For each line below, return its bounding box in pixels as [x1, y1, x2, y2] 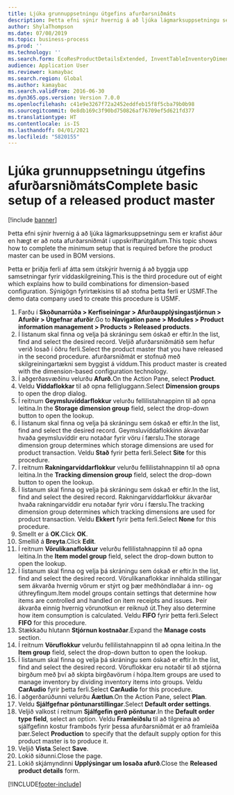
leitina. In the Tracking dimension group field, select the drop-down [17, 471, 212, 479]
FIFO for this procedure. [17, 619, 87, 627]
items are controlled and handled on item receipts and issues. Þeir [17, 597, 208, 605]
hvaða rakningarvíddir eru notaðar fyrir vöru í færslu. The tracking [17, 501, 205, 509]
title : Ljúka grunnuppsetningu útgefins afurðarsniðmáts [8, 10, 176, 17]
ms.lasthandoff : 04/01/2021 [8, 127, 90, 134]
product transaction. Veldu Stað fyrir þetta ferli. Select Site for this [17, 448, 207, 457]
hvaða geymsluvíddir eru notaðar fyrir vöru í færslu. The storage [17, 434, 200, 442]
